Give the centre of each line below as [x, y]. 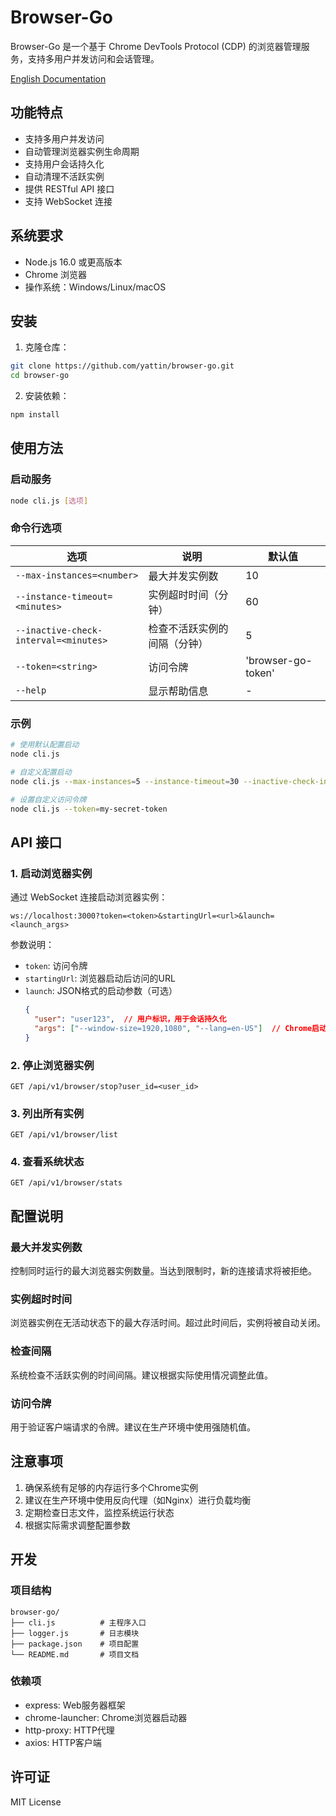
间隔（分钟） [178, 643]
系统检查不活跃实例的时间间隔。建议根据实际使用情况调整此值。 [141, 1375]
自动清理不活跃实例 [64, 176]
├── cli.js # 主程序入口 [78, 1622]
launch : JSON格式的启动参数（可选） [101, 991]
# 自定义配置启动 [41, 772]
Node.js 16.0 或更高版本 [73, 262]
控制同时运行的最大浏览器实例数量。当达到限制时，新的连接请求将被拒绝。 [163, 1271]
